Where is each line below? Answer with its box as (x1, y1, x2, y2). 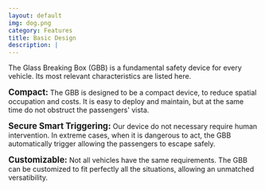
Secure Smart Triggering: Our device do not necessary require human (8, 121, 258, 132)
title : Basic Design (8, 33, 77, 42)
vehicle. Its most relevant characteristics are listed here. (8, 72, 192, 81)
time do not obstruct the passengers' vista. (8, 105, 150, 115)
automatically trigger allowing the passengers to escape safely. (8, 139, 216, 149)
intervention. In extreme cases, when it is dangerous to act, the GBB (8, 130, 232, 140)
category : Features (8, 26, 73, 34)
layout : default (8, 11, 62, 20)
